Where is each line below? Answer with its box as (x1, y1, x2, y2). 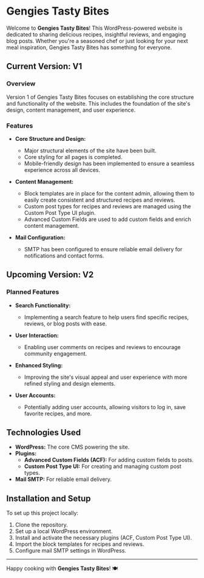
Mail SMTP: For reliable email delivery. (15, 475, 112, 483)
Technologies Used (6, 427, 81, 438)
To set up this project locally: (6, 509, 79, 517)
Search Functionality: (15, 302, 71, 309)
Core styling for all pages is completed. (24, 153, 123, 160)
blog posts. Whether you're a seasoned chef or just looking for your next (6, 37, 188, 44)
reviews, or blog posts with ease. (24, 320, 107, 327)
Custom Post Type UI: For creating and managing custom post (24, 463, 182, 470)
